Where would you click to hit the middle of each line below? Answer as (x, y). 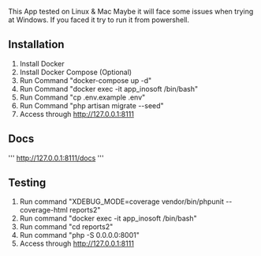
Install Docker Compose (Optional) (76, 72)
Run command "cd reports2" (66, 227)
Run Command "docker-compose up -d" (86, 80)
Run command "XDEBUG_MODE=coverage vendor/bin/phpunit (122, 201)
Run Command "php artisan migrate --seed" (91, 105)
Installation (36, 45)
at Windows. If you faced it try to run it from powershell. (99, 20)
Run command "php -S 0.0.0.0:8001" (79, 235)
